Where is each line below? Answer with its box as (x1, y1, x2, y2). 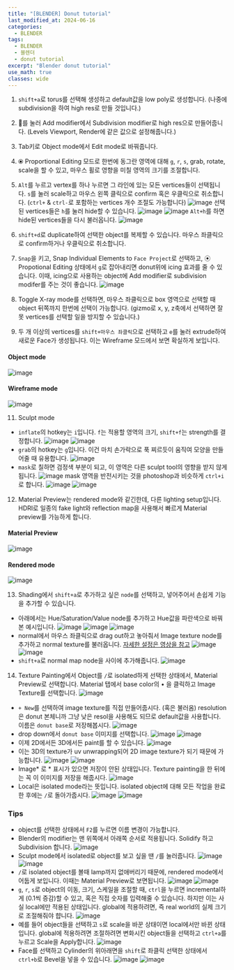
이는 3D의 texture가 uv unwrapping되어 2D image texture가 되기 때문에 (17, 747, 217, 755)
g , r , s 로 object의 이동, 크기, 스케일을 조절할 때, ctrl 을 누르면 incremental (17, 885, 221, 894)
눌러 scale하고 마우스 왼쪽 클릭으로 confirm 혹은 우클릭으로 (38, 189, 200, 198)
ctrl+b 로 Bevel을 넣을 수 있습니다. (17, 955, 112, 964)
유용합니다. (38, 454, 69, 462)
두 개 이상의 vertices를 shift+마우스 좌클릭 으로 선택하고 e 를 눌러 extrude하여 (17, 328, 226, 336)
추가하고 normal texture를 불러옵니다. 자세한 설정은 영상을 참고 (17, 640, 190, 649)
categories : (8, 23, 42, 30)
